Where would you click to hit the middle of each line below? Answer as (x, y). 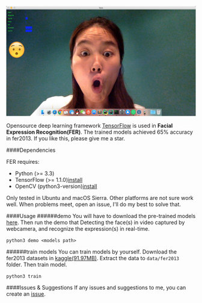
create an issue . (26, 294)
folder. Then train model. (37, 264)
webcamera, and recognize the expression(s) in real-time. (78, 228)
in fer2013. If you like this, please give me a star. (66, 138)
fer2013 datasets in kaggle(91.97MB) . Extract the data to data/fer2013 (93, 258)
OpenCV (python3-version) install (56, 186)
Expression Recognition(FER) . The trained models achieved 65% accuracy (100, 132)
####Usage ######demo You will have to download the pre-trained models (101, 216)
